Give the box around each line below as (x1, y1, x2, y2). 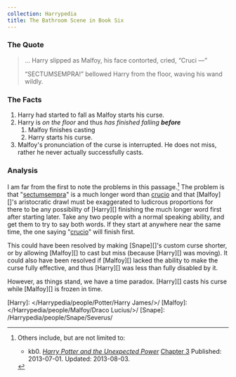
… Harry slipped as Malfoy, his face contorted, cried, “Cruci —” (24, 56, 208, 64)
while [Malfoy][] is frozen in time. (7, 285, 103, 293)
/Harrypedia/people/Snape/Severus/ (7, 314, 113, 322)
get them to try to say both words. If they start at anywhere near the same (7, 220, 221, 229)
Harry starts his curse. (27, 133, 93, 141)
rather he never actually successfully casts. (17, 148, 144, 157)
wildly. (24, 77, 44, 85)
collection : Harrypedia (7, 10, 77, 18)
